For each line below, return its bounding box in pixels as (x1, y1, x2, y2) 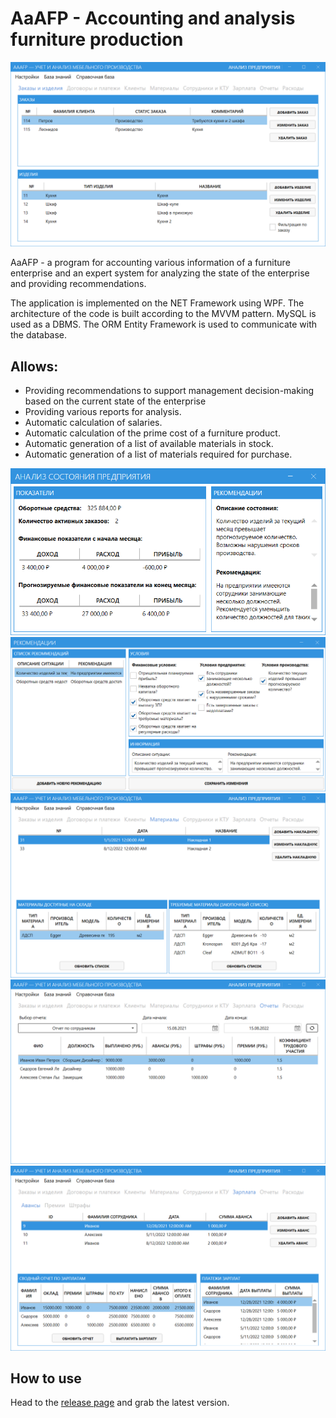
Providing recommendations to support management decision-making (24, 385, 315, 397)
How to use (10, 1370, 82, 1387)
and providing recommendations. (10, 278, 147, 290)
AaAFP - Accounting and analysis (10, 7, 296, 30)
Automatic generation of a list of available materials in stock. (24, 438, 274, 450)
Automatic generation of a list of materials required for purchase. (24, 448, 293, 461)
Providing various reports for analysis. (24, 406, 182, 418)
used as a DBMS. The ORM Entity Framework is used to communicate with (10, 318, 318, 331)
